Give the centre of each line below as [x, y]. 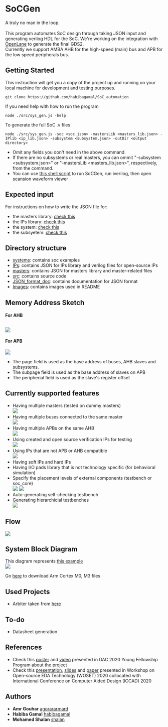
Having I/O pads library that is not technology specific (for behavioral [84, 467]
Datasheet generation [35, 632]
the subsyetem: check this [40, 232]
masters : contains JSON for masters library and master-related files [82, 271]
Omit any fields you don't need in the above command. [69, 152]
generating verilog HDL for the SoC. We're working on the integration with [81, 39]
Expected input [30, 194]
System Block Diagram [41, 549]
